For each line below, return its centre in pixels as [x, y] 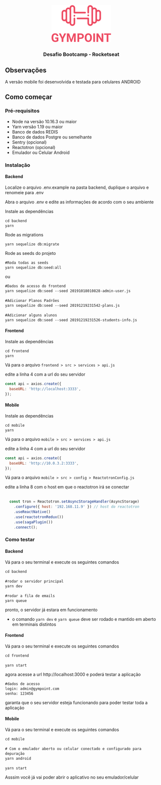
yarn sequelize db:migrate [32, 244]
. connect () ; [26, 527]
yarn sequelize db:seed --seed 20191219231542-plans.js [62, 305]
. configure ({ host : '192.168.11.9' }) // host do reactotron [76, 507]
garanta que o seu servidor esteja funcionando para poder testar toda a [76, 702]
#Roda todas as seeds [27, 263]
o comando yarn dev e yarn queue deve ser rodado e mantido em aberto [84, 619]
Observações [26, 70]
